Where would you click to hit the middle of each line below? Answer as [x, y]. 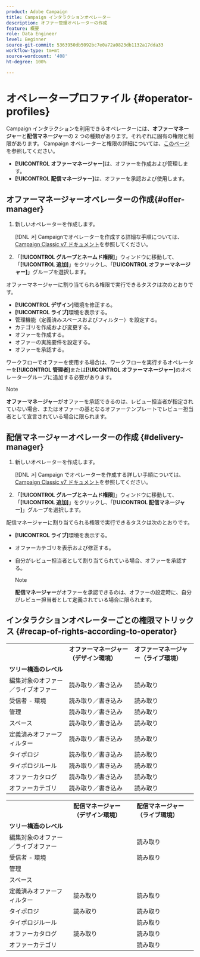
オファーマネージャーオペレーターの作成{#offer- [96, 199]
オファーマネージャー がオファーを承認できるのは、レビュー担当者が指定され [100, 401]
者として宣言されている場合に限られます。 [58, 416]
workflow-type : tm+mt [33, 51]
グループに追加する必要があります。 [71, 378]
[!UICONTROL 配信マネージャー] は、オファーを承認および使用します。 [101, 179]
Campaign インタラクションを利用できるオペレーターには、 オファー [90, 128]
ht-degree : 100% [26, 62]
